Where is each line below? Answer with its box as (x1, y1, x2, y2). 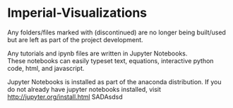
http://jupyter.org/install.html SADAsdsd (7, 93, 123, 101)
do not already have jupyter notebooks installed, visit (7, 85, 161, 93)
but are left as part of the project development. (7, 35, 143, 43)
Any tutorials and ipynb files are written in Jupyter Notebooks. (7, 49, 188, 58)
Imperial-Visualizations (7, 5, 147, 21)
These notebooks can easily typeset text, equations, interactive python (7, 56, 214, 65)
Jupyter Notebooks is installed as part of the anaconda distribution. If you (7, 77, 222, 86)
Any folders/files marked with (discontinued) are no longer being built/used (7, 28, 226, 36)
